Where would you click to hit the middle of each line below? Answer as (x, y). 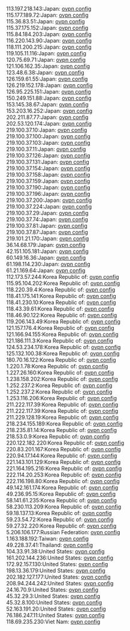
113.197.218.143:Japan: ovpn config (49, 9)
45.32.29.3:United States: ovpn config (53, 596)
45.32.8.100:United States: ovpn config (54, 602)
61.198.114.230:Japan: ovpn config (49, 264)
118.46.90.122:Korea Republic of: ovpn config (62, 315)
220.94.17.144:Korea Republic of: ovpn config (62, 456)
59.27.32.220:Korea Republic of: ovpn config (61, 526)
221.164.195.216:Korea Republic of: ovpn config (64, 468)
